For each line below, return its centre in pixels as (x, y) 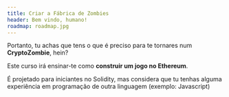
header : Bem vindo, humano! (47, 20)
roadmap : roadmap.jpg (38, 26)
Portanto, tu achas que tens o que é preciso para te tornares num (100, 46)
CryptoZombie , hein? (38, 53)
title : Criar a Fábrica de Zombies (58, 13)
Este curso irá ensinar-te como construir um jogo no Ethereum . (98, 66)
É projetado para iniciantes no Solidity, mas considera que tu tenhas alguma (115, 79)
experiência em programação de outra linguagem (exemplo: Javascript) (109, 87)
